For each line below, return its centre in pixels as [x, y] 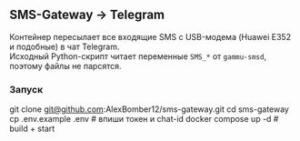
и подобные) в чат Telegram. [65, 46]
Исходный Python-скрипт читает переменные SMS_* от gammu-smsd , [138, 56]
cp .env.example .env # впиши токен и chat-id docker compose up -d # [144, 119]
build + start [32, 129]
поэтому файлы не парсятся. [65, 65]
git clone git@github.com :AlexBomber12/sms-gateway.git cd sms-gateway [149, 109]
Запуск [26, 89]
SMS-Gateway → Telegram [87, 15]
